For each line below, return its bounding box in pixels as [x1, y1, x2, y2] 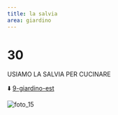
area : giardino [7, 17, 52, 24]
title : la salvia [7, 10, 58, 18]
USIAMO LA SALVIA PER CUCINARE [7, 70, 111, 79]
